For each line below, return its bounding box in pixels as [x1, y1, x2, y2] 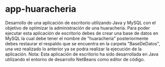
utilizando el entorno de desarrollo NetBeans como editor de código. [5, 56, 145, 62]
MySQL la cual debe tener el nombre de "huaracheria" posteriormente [5, 35, 149, 41]
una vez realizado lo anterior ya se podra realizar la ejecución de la [5, 46, 142, 52]
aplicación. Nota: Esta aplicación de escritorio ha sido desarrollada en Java [5, 51, 159, 57]
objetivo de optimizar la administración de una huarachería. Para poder [5, 25, 150, 31]
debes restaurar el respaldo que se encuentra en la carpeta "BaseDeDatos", [5, 40, 160, 46]
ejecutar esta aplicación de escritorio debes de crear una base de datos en [5, 30, 159, 36]
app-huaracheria [5, 3, 77, 15]
